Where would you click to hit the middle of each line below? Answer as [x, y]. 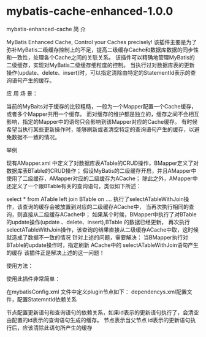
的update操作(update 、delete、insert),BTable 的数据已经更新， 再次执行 [98, 222]
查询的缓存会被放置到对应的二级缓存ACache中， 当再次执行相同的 [105, 206]
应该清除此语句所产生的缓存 [57, 328]
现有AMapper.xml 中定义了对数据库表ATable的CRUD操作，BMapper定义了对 [103, 163]
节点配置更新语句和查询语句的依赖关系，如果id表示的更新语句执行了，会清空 [103, 312]
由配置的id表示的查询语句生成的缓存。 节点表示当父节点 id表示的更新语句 [98, 320]
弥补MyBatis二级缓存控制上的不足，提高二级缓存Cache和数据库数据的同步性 [103, 50]
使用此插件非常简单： [33, 278]
